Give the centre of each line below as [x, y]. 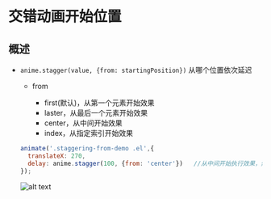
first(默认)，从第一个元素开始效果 [99, 103]
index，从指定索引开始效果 [89, 133]
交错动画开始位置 [65, 17]
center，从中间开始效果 [83, 123]
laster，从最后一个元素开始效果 [96, 113]
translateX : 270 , [57, 156]
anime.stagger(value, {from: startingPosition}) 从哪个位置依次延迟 [136, 70]
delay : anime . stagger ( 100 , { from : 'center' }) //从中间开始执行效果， [144, 163]
